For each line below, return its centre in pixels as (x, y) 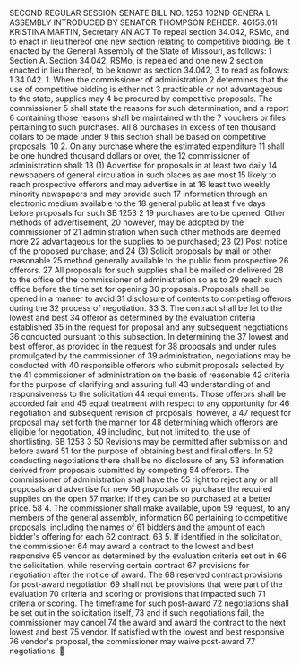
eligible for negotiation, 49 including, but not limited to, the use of (130, 432)
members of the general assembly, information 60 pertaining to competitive (149, 518)
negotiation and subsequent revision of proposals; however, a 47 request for (150, 413)
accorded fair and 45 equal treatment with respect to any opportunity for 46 (150, 403)
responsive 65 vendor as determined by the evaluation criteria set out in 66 (148, 556)
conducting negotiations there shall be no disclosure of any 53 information (147, 460)
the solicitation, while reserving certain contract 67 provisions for (129, 565)
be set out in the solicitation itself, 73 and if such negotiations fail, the (137, 613)
